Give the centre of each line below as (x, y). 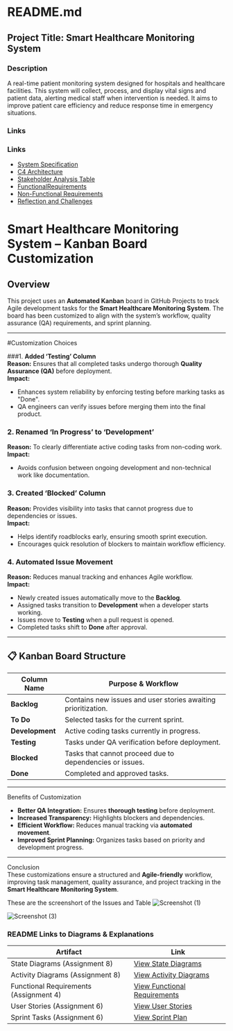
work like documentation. (53, 475)
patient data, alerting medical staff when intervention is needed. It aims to (112, 98)
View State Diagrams (168, 964)
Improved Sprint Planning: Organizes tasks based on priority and (111, 840)
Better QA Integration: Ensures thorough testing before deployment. (116, 810)
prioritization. (86, 708)
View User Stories (163, 1006)
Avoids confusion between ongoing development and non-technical (114, 468)
